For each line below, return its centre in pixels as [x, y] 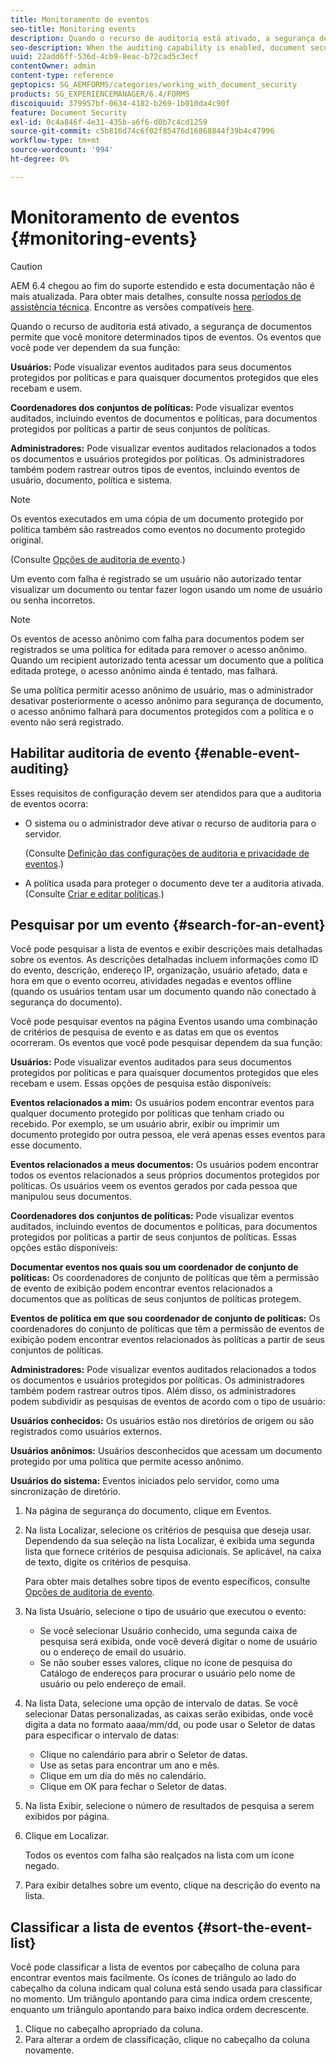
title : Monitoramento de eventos [80, 19]
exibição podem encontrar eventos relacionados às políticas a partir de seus [167, 1340]
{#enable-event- [247, 753]
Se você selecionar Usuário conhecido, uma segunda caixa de [168, 1631]
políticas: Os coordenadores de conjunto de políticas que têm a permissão [165, 1278]
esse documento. [46, 1145]
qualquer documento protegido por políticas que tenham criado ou [147, 1113]
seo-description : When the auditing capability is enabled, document [158, 47]
